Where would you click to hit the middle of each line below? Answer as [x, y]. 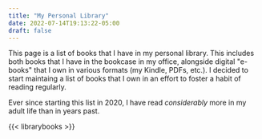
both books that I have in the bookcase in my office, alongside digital [122, 62]
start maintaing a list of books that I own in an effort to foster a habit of [125, 79]
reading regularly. [37, 87]
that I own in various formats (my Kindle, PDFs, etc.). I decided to [141, 70]
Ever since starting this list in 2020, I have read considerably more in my [127, 103]
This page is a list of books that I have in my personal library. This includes [131, 54]
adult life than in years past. [54, 111]
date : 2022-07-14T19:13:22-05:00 [64, 23]
